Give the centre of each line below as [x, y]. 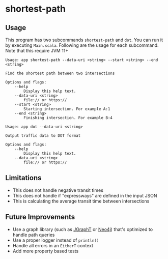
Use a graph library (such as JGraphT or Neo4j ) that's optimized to [83, 229]
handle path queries [34, 235]
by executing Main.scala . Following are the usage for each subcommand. [82, 45]
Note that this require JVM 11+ [37, 51]
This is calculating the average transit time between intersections [81, 201]
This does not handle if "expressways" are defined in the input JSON [85, 195]
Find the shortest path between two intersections [60, 73]
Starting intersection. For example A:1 [67, 109]
